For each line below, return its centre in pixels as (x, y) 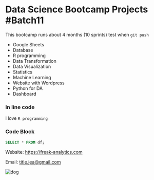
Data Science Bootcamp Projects (77, 10)
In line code (20, 107)
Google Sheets (28, 44)
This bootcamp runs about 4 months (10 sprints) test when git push (77, 34)
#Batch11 (25, 20)
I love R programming (26, 118)
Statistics (23, 72)
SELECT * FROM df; (25, 142)
